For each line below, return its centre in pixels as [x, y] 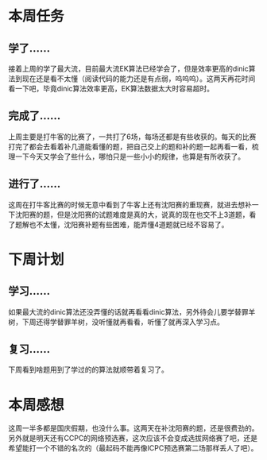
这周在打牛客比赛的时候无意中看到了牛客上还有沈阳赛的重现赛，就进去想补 [130, 204]
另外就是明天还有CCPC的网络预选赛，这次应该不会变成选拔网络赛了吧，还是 [133, 439]
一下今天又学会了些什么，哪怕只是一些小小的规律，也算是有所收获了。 [130, 157]
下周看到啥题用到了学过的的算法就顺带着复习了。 [88, 369]
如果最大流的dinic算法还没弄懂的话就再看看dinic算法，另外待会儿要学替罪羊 [132, 311]
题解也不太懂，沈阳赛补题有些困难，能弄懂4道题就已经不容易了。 [122, 224]
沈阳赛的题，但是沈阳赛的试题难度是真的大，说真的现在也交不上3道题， [132, 215]
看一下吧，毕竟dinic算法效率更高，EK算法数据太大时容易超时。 [111, 89]
